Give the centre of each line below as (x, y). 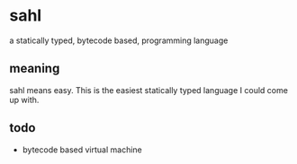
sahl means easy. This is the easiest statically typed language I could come (148, 90)
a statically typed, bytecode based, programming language (119, 40)
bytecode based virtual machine (82, 150)
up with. (24, 99)
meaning (35, 69)
